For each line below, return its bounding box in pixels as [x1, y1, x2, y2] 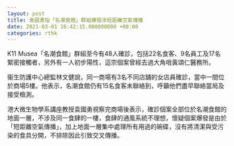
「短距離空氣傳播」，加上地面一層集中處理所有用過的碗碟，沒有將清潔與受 [7, 122, 218, 131]
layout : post [7, 10, 45, 17]
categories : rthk [7, 29, 58, 37]
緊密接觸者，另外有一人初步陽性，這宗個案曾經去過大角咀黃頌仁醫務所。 [7, 58, 214, 67]
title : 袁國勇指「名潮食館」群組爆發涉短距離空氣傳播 [7, 17, 143, 24]
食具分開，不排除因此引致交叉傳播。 [19, 131, 123, 140]
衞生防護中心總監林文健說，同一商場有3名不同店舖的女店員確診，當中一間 [7, 73, 219, 81]
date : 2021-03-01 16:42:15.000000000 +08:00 [7, 23, 139, 30]
